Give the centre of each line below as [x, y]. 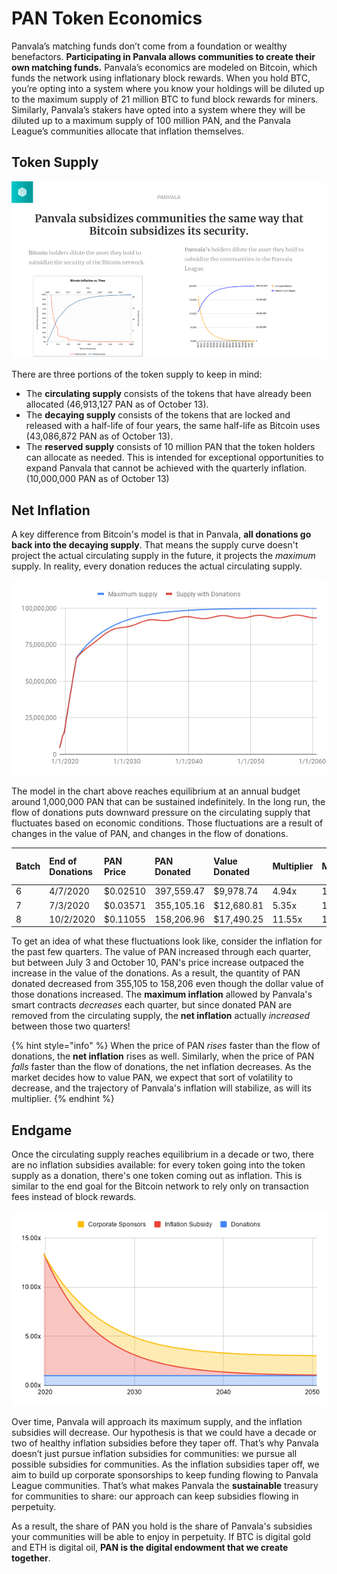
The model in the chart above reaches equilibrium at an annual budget [156, 791]
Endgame [42, 1130]
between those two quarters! [71, 1026]
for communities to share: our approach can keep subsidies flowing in [155, 1496]
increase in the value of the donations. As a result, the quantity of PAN [156, 973]
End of [63, 861]
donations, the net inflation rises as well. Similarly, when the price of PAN [163, 1056]
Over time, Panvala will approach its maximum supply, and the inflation [157, 1421]
